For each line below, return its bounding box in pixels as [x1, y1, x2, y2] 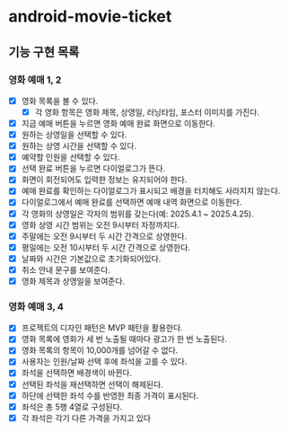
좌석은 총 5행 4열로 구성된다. [21, 401, 123, 412]
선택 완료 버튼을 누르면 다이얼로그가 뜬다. [21, 163, 166, 174]
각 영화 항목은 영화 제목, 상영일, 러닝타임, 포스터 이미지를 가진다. [34, 106, 259, 118]
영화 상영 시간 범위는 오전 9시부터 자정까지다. [21, 219, 180, 230]
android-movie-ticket [8, 6, 172, 27]
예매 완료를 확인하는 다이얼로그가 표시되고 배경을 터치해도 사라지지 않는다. [21, 186, 281, 197]
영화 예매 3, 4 [8, 300, 65, 313]
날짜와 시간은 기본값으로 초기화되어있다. [21, 253, 162, 264]
